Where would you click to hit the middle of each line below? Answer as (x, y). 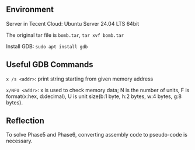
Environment (30, 10)
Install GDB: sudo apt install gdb (47, 46)
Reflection (25, 121)
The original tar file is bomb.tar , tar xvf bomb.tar (65, 35)
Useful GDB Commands (50, 64)
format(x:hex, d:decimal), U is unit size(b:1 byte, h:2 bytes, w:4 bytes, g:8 (94, 96)
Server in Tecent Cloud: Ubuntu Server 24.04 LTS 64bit (73, 23)
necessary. (20, 141)
